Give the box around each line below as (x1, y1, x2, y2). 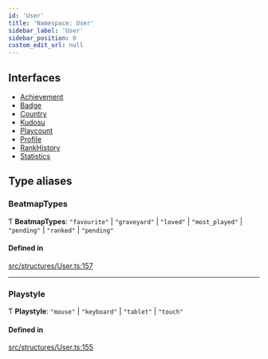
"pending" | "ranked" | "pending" (8, 225, 114, 235)
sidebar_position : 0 (8, 34, 77, 42)
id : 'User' (8, 11, 45, 20)
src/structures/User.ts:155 (8, 342, 94, 352)
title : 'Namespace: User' (8, 19, 94, 27)
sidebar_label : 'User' (8, 26, 84, 34)
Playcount (19, 125, 53, 136)
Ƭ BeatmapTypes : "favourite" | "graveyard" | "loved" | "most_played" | (8, 216, 243, 226)
